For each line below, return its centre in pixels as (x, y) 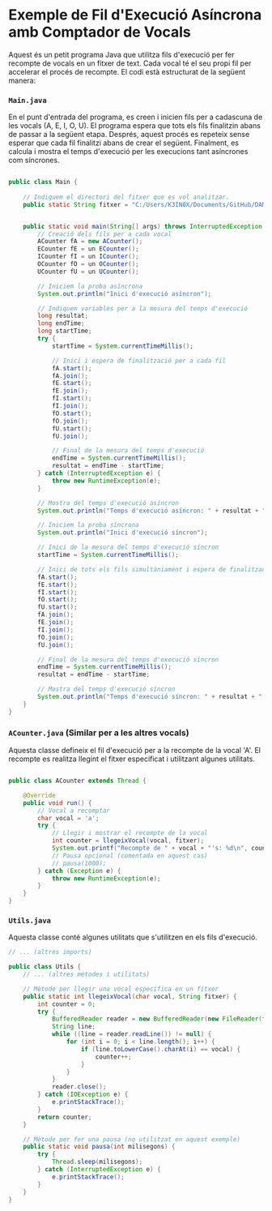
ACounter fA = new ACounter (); (90, 242)
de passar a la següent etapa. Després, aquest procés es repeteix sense (129, 135)
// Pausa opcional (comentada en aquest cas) (130, 856)
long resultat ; (63, 316)
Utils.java (30, 920)
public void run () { (57, 803)
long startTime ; (65, 331)
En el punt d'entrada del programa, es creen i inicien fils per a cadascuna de (136, 117)
